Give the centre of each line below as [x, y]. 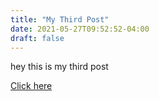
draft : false [37, 38]
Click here [31, 86]
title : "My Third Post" [60, 19]
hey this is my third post [59, 67]
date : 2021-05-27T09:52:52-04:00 [80, 29]
